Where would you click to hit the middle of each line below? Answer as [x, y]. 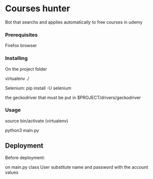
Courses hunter [38, 9]
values [12, 172]
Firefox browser [21, 46]
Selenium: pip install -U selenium [38, 88]
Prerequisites [21, 35]
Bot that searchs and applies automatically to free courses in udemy [74, 22]
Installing [16, 58]
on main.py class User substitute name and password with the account [77, 167]
